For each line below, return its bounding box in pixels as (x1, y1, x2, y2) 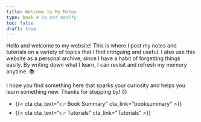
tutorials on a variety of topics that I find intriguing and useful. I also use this (6, 49, 196, 56)
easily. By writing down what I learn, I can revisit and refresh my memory (6, 61, 187, 69)
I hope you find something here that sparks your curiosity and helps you (6, 82, 186, 89)
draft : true (6, 25, 36, 32)
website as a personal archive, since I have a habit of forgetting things (6, 55, 180, 62)
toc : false (6, 20, 34, 26)
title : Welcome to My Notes (6, 8, 77, 15)
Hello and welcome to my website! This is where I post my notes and (6, 42, 177, 49)
